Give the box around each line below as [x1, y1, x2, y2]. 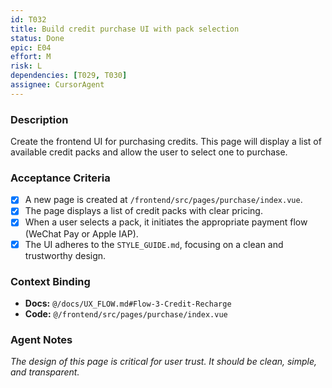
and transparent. [10, 366, 80, 378]
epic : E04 [10, 42, 52, 53]
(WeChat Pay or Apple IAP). [24, 227, 139, 240]
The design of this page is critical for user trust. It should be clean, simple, [10, 356, 318, 368]
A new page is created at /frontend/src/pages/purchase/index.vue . [24, 194, 303, 206]
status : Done [10, 33, 65, 43]
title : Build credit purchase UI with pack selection [10, 24, 240, 34]
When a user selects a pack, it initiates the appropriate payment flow [24, 216, 308, 228]
